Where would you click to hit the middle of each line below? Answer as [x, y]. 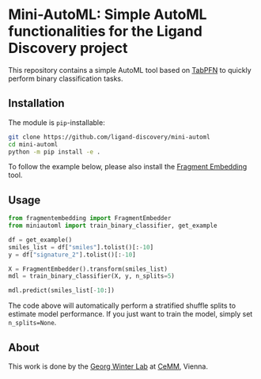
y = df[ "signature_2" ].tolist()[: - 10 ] [72, 255]
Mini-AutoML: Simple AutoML [108, 15]
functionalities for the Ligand [106, 31]
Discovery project [68, 48]
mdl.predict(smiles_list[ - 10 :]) [61, 290]
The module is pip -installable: [57, 122]
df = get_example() [40, 240]
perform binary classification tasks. [66, 78]
